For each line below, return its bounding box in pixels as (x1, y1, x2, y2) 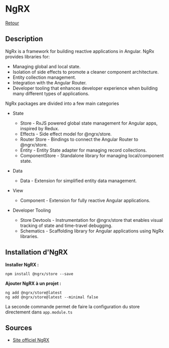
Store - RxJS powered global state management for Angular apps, (20, 120, 158, 126)
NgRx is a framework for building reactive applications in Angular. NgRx (5, 48, 154, 54)
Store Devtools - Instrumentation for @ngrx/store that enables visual (20, 217, 163, 223)
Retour (5, 20, 19, 26)
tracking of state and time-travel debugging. (20, 222, 113, 228)
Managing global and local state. (12, 63, 81, 69)
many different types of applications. (12, 90, 90, 97)
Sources (5, 324, 32, 332)
